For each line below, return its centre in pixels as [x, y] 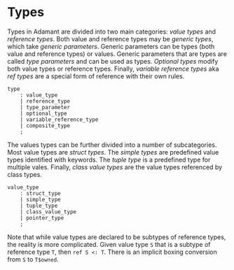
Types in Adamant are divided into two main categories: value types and [111, 31]
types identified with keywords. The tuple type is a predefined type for [109, 159]
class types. [25, 174]
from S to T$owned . [33, 259]
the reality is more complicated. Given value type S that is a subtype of [109, 244]
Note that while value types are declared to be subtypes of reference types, [117, 237]
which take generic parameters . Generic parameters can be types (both [111, 46]
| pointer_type [42, 218]
